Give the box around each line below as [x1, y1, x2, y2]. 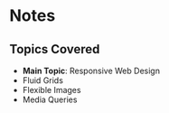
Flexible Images [22, 85, 81, 95]
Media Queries [22, 94, 78, 105]
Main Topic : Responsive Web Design [22, 65, 161, 76]
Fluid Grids [22, 75, 63, 86]
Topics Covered [9, 42, 100, 57]
